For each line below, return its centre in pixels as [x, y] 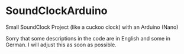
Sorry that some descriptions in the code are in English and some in [88, 38]
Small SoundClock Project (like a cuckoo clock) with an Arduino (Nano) [92, 27]
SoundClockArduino [57, 11]
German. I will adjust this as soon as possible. [61, 45]
